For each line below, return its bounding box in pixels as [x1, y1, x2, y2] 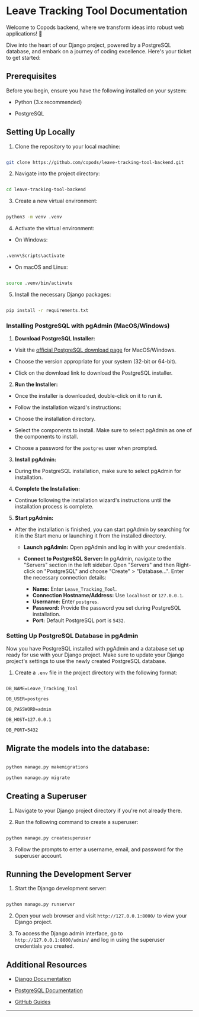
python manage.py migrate [6, 775, 70, 781]
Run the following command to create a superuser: [14, 818, 139, 825]
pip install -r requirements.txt [6, 307, 89, 313]
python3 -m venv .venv [6, 214, 62, 220]
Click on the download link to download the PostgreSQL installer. [14, 369, 173, 376]
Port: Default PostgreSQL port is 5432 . [32, 617, 126, 624]
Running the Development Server [6, 869, 131, 880]
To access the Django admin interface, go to [14, 930, 123, 937]
